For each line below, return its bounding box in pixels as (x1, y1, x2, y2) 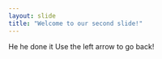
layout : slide (8, 11, 57, 20)
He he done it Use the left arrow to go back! (8, 41, 155, 51)
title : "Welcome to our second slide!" (8, 19, 143, 27)
